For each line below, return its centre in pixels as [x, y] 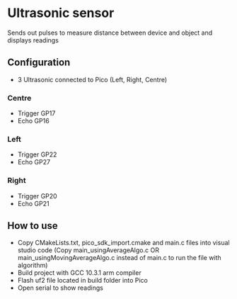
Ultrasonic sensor [61, 13]
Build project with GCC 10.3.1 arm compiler [79, 273]
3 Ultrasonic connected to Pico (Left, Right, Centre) [92, 79]
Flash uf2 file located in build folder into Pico [83, 281]
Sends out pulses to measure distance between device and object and [110, 33]
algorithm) [33, 265]
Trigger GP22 [37, 154]
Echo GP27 [34, 162]
